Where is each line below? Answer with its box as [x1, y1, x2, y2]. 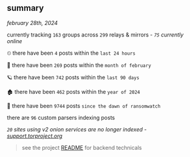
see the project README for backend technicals [21, 144, 142, 151]
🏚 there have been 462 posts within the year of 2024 [7, 88, 140, 95]
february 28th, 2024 [7, 19, 58, 26]
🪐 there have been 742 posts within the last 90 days [7, 74, 140, 81]
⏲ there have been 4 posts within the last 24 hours [7, 49, 136, 57]
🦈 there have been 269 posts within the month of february [7, 61, 151, 69]
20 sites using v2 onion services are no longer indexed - [7, 125, 147, 133]
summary [7, 3, 44, 13]
